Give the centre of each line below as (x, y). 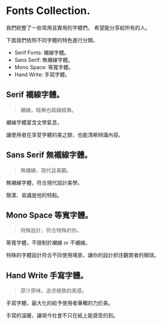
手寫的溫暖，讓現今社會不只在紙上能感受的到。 (62, 316)
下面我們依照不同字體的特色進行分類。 (52, 40)
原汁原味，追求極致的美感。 (54, 291)
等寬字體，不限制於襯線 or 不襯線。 (48, 243)
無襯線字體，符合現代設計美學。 (44, 182)
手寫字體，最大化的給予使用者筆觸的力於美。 (60, 303)
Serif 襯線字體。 (35, 95)
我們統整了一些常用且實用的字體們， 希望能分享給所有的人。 (78, 27)
